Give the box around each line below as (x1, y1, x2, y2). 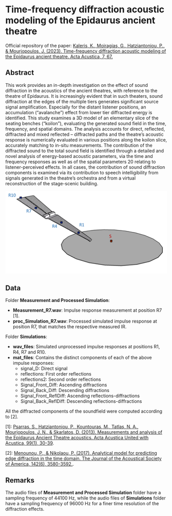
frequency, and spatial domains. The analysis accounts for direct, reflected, (5, 126, 165, 132)
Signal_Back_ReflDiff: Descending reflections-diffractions (20, 398, 142, 404)
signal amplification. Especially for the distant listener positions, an (5, 104, 146, 110)
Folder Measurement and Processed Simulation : (5, 297, 110, 304)
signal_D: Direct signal (20, 365, 68, 371)
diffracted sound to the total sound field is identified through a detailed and (5, 148, 164, 154)
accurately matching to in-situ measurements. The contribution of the (5, 142, 152, 148)
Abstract (5, 68, 34, 77)
